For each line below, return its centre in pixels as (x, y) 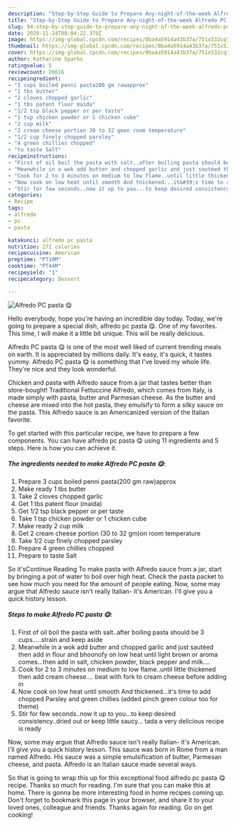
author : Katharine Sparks (45, 59)
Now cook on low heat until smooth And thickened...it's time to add (114, 691)
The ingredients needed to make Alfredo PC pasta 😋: (87, 464)
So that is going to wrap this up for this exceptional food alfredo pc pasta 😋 (117, 777)
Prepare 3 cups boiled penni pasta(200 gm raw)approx (97, 481)
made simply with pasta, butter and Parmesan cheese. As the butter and (112, 397)
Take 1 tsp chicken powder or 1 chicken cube (82, 518)
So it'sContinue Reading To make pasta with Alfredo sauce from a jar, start (115, 569)
